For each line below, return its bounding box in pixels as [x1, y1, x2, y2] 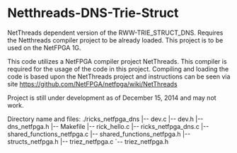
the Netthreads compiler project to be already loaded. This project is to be [7, 35, 224, 44]
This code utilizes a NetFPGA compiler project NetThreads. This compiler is [7, 57, 228, 65]
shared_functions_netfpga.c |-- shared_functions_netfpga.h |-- [7, 130, 191, 138]
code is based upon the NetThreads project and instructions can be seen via [7, 72, 231, 81]
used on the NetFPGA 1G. [7, 43, 81, 52]
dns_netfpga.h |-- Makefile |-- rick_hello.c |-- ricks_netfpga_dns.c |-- [7, 122, 209, 130]
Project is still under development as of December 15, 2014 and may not [7, 93, 217, 102]
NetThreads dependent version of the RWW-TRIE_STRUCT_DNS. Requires [7, 28, 224, 37]
